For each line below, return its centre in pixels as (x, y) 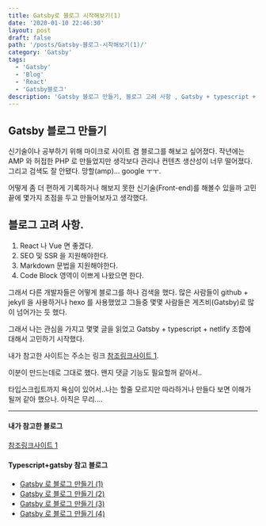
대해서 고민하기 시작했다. (46, 338)
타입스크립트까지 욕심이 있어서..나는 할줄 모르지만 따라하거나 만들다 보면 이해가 (130, 389)
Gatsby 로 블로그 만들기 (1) (61, 484)
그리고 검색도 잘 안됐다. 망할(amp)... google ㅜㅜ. (85, 171)
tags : (17, 60)
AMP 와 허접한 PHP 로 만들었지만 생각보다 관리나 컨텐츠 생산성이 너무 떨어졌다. (131, 161)
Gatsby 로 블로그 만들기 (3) (62, 504)
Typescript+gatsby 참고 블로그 (58, 465)
